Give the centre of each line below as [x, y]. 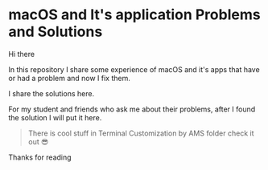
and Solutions [56, 32]
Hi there [21, 54]
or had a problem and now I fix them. [69, 78]
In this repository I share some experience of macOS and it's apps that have [134, 69]
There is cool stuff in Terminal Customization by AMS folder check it [141, 133]
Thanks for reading [40, 157]
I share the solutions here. [52, 93]
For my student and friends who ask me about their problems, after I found [132, 109]
